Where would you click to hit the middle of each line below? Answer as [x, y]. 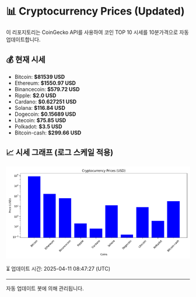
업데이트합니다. [23, 39]
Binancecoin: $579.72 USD [47, 89]
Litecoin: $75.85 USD [40, 120]
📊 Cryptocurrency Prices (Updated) [95, 11]
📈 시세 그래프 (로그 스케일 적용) [60, 153]
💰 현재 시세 [26, 60]
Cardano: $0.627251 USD [45, 101]
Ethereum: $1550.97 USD [45, 83]
